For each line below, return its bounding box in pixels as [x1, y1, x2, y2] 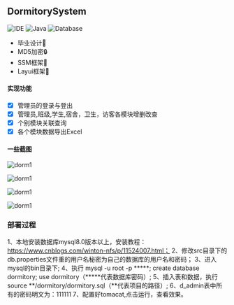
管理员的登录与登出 [17, 101, 73, 110]
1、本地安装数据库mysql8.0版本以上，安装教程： [7, 237, 147, 246]
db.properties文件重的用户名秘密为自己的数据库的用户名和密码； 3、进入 [7, 255, 217, 263]
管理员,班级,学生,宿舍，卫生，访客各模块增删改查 [17, 110, 158, 118]
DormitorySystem [7, 6, 87, 17]
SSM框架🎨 [17, 58, 47, 66]
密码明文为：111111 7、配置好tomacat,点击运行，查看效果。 [19, 290, 187, 298]
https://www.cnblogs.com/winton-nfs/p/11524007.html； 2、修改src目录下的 [7, 246, 228, 255]
